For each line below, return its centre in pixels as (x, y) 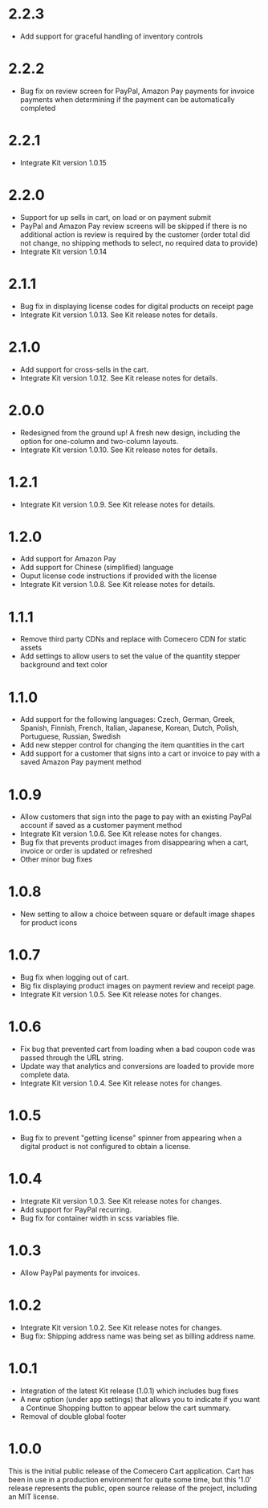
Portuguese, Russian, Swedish (70, 736)
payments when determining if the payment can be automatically (127, 99)
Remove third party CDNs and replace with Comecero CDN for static (133, 639)
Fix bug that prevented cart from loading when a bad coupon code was (138, 1049)
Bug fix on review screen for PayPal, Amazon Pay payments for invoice (137, 91)
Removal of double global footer (73, 1416)
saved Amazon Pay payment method (81, 762)
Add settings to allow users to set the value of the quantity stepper (130, 656)
